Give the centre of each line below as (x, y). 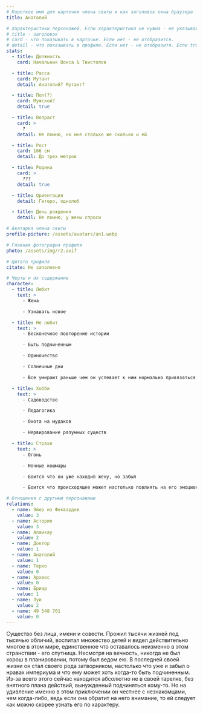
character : (20, 284)
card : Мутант (34, 79)
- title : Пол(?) (32, 95)
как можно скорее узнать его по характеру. (63, 705)
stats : (14, 51)
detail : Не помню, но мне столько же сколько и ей (82, 134)
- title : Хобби (31, 388)
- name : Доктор (31, 544)
